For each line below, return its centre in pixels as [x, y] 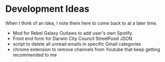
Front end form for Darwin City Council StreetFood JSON [73, 38]
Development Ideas [47, 9]
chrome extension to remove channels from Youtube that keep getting [86, 49]
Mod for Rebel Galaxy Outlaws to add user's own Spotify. [73, 33]
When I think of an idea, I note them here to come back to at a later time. [81, 23]
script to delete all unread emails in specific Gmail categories [77, 44]
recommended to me [35, 55]
